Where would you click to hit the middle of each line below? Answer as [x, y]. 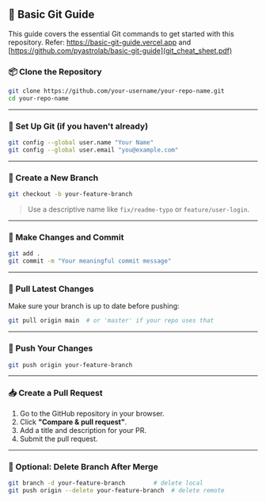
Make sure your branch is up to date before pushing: [94, 306]
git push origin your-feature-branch [70, 365]
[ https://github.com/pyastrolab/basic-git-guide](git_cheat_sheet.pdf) [120, 50]
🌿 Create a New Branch [53, 178]
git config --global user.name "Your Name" [81, 143]
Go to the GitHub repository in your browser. [92, 413]
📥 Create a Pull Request [55, 393]
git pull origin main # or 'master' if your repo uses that [111, 321]
